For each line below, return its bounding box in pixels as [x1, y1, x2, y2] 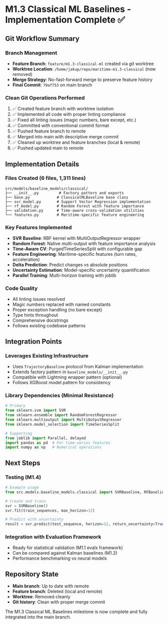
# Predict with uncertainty [5, 517, 64, 522]
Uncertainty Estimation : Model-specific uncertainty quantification [12, 267, 150, 273]
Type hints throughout [12, 312, 58, 318]
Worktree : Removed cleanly [12, 594, 71, 600]
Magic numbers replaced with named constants [12, 301, 111, 308]
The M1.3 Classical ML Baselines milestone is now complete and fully [5, 609, 148, 615]
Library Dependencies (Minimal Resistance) [5, 392, 114, 399]
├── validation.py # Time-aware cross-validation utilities [5, 208, 144, 213]
